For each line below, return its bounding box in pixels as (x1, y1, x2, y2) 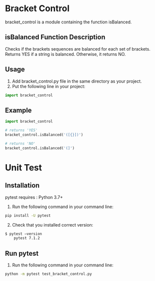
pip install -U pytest (5, 213, 51, 218)
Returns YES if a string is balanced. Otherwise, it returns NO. (5, 51, 126, 57)
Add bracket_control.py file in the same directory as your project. (12, 78, 142, 84)
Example (5, 106, 32, 114)
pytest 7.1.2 (14, 236, 40, 241)
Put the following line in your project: (12, 83, 86, 89)
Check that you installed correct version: (12, 222, 93, 228)
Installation (5, 181, 40, 190)
